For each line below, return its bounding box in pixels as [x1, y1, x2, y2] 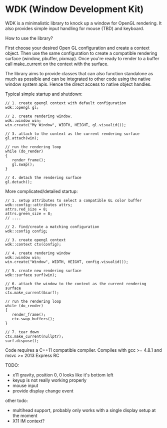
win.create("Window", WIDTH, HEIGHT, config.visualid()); [5, 259, 128, 264]
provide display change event [12, 387, 73, 394]
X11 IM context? [12, 417, 45, 424]
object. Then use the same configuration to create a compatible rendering [5, 50, 157, 56]
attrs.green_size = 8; [5, 211, 52, 216]
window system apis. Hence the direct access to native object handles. [5, 81, 151, 87]
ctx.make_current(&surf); [5, 290, 59, 295]
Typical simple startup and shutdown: [5, 91, 82, 97]
